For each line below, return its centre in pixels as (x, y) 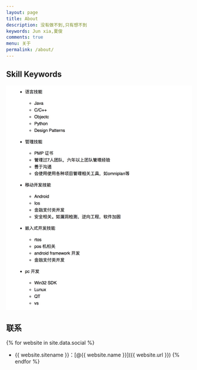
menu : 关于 (19, 44)
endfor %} (27, 361)
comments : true (25, 37)
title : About (22, 19)
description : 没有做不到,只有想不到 (47, 25)
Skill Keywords (34, 75)
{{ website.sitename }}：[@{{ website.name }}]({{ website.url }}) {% (97, 355)
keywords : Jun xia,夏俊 (35, 31)
